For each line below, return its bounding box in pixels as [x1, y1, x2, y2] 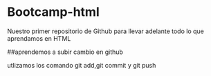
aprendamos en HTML [7, 34, 71, 42]
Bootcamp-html [7, 4, 100, 20]
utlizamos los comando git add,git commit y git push [7, 61, 156, 69]
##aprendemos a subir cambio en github [7, 48, 123, 56]
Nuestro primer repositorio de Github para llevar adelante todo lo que [7, 27, 204, 35]
